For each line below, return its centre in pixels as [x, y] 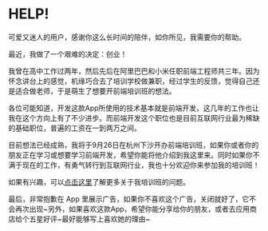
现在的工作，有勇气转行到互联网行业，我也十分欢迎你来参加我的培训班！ [141, 165]
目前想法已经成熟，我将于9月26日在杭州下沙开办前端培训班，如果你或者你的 [134, 145]
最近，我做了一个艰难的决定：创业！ [68, 54]
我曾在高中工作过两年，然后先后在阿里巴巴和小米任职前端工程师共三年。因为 [134, 71]
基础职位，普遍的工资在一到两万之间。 [78, 128]
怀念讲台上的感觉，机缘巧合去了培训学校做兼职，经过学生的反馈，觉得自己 [130, 81]
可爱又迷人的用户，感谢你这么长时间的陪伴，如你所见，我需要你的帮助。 [127, 37]
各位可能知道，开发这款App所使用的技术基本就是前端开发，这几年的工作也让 [134, 108]
